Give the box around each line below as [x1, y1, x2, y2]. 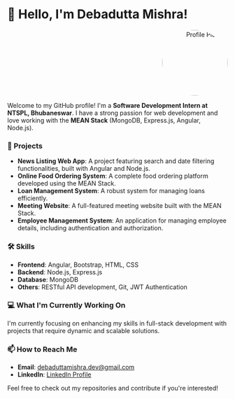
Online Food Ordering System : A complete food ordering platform [17, 171, 208, 181]
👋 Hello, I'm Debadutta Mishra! [7, 6, 188, 22]
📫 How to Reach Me [7, 344, 78, 354]
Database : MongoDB [17, 275, 79, 283]
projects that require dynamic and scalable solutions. [7, 326, 160, 335]
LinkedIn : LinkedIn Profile [17, 370, 92, 379]
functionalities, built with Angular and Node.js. [17, 164, 150, 173]
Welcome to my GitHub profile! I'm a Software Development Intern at [7, 101, 208, 109]
